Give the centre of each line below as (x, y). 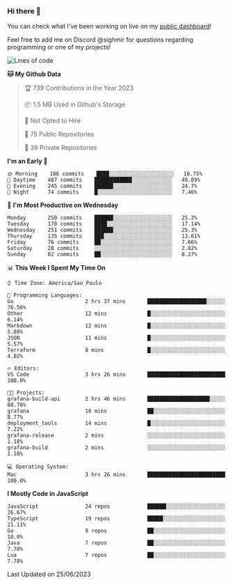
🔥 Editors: (23, 368)
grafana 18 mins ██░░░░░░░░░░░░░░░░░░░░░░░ (116, 411)
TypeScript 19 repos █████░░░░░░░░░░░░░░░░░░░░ (116, 519)
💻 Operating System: (38, 467)
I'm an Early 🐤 (27, 161)
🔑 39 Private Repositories (61, 148)
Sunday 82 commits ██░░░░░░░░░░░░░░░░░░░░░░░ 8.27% (102, 255)
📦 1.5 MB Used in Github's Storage (75, 104)
